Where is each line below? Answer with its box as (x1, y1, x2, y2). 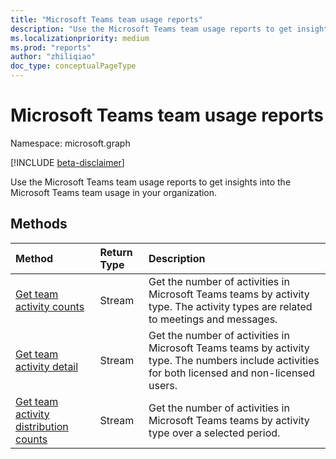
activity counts (15, 299, 85, 313)
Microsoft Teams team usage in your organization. (10, 186, 218, 198)
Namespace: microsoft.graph (10, 137, 131, 149)
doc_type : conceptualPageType (10, 61, 137, 71)
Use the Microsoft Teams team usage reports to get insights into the (10, 176, 292, 188)
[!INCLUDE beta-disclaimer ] (10, 156, 125, 168)
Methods (10, 216, 68, 233)
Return (99, 245, 133, 259)
